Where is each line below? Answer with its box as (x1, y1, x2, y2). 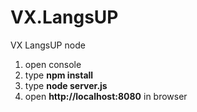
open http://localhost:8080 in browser (24, 90, 188, 102)
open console (24, 58, 82, 70)
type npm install (24, 69, 94, 81)
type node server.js (24, 79, 108, 91)
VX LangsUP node (10, 39, 86, 51)
